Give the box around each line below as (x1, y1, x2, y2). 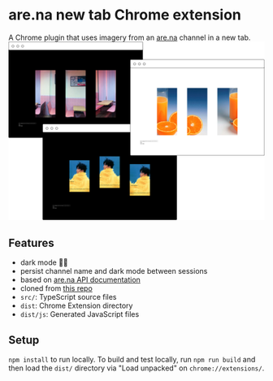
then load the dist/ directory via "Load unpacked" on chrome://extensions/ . (8, 363, 265, 373)
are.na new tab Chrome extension (8, 6, 242, 24)
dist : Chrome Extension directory (19, 301, 133, 310)
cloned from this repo (19, 284, 93, 293)
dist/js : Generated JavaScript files (19, 310, 140, 319)
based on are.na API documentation (19, 275, 141, 285)
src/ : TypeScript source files (19, 292, 117, 302)
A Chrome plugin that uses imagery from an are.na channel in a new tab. (8, 32, 251, 42)
